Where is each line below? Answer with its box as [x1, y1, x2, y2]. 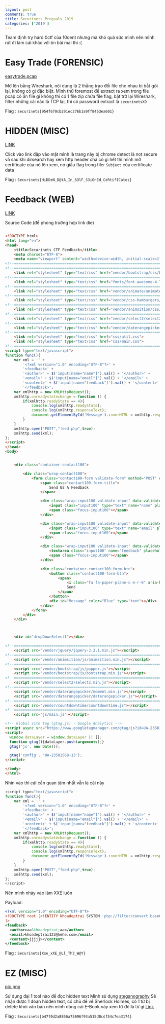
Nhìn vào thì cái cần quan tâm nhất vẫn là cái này [5, 780, 105, 786]
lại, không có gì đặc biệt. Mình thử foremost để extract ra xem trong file [5, 88, 149, 94]
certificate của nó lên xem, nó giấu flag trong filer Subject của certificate [5, 162, 152, 168]
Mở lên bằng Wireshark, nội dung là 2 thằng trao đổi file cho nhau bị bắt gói [5, 83, 158, 89]
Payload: [5, 900, 23, 906]
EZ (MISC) [5, 967, 48, 979]
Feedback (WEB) [5, 194, 75, 205]
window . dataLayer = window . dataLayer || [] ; [9, 734, 102, 740]
